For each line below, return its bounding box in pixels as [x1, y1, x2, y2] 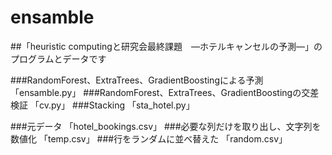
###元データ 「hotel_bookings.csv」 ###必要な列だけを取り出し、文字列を [10, 120, 322, 132]
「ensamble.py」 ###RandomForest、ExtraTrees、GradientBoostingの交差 [10, 86, 320, 98]
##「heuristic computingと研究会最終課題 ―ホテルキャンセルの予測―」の [10, 40, 323, 52]
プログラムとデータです [10, 52, 107, 65]
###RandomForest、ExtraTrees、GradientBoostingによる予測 [10, 74, 264, 86]
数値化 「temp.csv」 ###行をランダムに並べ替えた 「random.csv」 [10, 132, 288, 145]
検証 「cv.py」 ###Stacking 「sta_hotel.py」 [10, 99, 195, 111]
